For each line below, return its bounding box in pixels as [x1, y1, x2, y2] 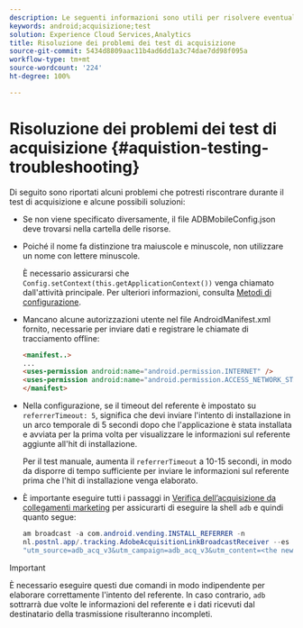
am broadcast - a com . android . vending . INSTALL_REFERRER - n [22, 529, 245, 539]
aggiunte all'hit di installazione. [22, 439, 138, 450]
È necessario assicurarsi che [22, 268, 130, 278]
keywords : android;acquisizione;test [9, 22, 151, 31]
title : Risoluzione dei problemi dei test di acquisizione [9, 38, 236, 48]
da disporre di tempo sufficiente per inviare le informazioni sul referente [22, 466, 289, 477]
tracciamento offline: [22, 332, 100, 343]
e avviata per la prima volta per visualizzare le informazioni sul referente [22, 429, 290, 440]
